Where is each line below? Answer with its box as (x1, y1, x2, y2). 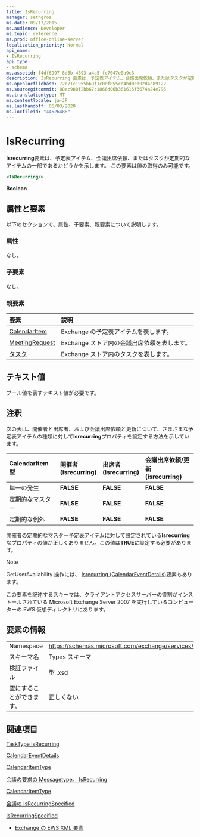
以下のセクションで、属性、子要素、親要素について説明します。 (6, 221, 162, 227)
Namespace (9, 642, 43, 650)
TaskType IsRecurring (6, 740, 60, 748)
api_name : (6, 48, 31, 54)
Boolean (6, 185, 27, 192)
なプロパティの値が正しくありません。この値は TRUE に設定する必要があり (6, 539, 187, 546)
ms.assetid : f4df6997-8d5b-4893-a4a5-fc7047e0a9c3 (6, 70, 135, 76)
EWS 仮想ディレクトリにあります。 (23, 606, 109, 613)
